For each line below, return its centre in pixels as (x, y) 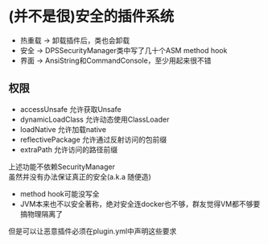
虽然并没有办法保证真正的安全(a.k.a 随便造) (80, 176)
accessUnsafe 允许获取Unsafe (71, 109)
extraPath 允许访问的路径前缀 (69, 149)
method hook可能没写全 (60, 193)
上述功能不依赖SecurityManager (62, 167)
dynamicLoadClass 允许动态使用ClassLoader (95, 119)
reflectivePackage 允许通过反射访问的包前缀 (93, 139)
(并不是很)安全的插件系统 (91, 17)
